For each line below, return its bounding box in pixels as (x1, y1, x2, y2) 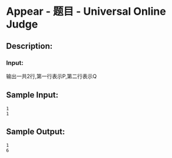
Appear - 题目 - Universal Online (6, 5, 166, 18)
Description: (6, 41, 53, 51)
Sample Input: (6, 90, 59, 100)
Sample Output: (6, 127, 65, 137)
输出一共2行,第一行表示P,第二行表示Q (6, 72, 97, 79)
